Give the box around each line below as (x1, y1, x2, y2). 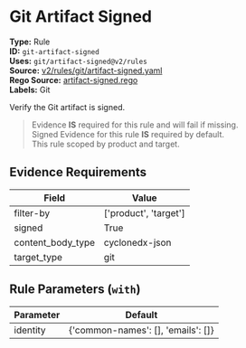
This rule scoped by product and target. (31, 138, 180, 149)
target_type (14, 250, 63, 263)
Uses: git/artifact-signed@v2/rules (9, 55, 147, 66)
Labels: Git (9, 84, 51, 95)
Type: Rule (9, 36, 51, 47)
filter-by (14, 206, 51, 219)
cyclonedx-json (103, 236, 172, 249)
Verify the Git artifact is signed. (9, 101, 125, 112)
